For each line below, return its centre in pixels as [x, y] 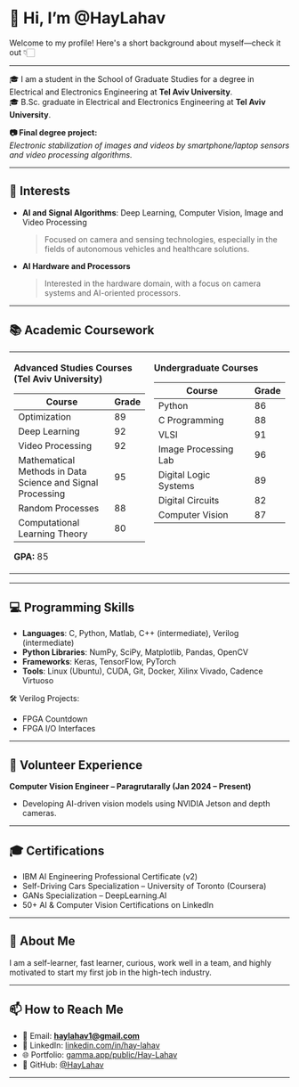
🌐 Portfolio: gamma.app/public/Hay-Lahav [100, 1054]
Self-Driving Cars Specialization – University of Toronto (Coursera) [144, 886]
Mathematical [47, 460]
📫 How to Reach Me [66, 1010]
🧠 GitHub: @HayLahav [63, 1065]
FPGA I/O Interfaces [59, 729]
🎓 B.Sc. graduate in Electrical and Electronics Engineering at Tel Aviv [137, 102]
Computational [49, 522]
